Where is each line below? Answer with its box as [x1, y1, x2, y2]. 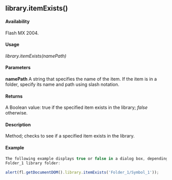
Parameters [5, 64, 31, 71]
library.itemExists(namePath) [5, 53, 67, 59]
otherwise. [5, 110, 28, 116]
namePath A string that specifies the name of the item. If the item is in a [5, 76, 157, 82]
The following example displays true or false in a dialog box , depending [5, 156, 168, 161]
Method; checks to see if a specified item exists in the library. [5, 133, 135, 139]
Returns [5, 93, 23, 99]
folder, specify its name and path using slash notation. [5, 81, 119, 87]
